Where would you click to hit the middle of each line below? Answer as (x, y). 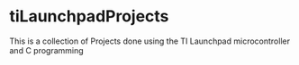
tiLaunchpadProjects (89, 16)
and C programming (46, 50)
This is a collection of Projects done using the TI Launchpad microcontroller (150, 41)
